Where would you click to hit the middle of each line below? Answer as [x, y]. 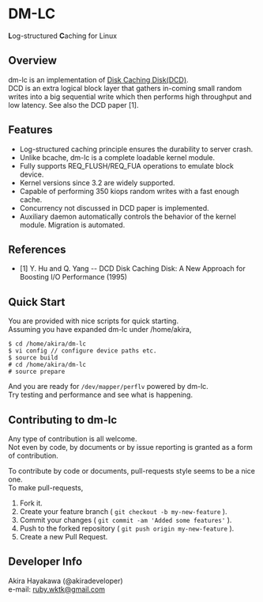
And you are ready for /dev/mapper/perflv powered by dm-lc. [109, 387]
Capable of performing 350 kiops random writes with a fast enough [129, 191]
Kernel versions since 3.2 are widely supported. [97, 182]
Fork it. [31, 503]
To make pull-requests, [46, 488]
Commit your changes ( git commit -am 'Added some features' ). [126, 520]
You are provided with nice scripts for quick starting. [94, 321]
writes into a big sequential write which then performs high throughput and [130, 97]
